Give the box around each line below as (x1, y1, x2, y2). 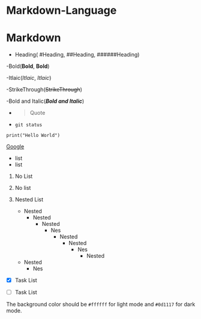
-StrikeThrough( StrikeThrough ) (6, 86, 83, 93)
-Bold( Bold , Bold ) (6, 62, 50, 70)
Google (6, 143, 25, 150)
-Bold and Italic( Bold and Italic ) (6, 97, 85, 105)
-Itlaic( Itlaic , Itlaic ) (6, 74, 52, 82)
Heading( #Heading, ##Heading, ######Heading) (14, 51, 140, 58)
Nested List (14, 196, 44, 203)
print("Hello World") (6, 133, 61, 139)
